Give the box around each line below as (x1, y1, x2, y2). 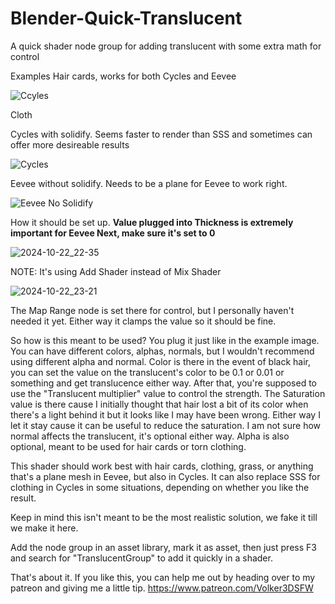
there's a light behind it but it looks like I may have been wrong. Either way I (10, 408, 321, 421)
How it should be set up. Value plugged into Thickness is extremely (10, 216, 294, 228)
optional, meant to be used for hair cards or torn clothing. (10, 440, 247, 452)
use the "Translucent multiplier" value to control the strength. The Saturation (10, 387, 326, 399)
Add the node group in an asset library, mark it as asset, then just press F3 (10, 541, 317, 553)
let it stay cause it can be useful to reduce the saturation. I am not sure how (10, 419, 322, 431)
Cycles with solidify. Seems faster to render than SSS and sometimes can (10, 128, 313, 140)
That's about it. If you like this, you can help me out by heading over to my (10, 571, 316, 583)
